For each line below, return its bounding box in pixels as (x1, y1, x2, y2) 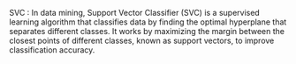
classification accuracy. (9, 45, 95, 55)
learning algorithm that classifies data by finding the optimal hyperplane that (9, 17, 287, 27)
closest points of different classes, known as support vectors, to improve (9, 35, 275, 46)
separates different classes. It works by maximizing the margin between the (9, 26, 285, 36)
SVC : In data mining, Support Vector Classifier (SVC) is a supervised (9, 8, 261, 18)
